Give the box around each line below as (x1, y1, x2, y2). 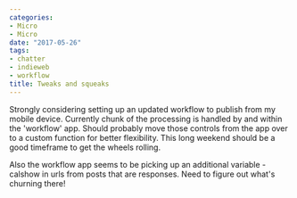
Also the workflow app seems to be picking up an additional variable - (9, 159, 267, 169)
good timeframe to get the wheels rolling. (9, 142, 161, 153)
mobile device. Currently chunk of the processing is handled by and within (9, 113, 283, 124)
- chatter (9, 54, 46, 63)
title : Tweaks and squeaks (9, 79, 110, 88)
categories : (9, 12, 54, 22)
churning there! (9, 177, 66, 188)
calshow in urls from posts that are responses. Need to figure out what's (9, 169, 276, 179)
